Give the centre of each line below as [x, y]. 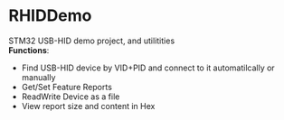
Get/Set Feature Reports [66, 87]
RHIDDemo [50, 16]
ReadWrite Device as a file [71, 97]
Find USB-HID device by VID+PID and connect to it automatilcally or [148, 68]
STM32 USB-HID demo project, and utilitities [92, 41]
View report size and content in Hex [88, 106]
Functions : [29, 50]
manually [38, 77]
